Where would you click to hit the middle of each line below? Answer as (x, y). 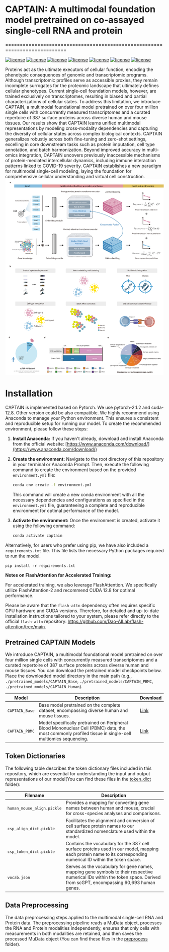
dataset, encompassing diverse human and (83, 710)
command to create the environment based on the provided (74, 470)
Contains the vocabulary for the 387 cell (107, 843)
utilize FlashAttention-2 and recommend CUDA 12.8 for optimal (70, 590)
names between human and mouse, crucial (110, 808)
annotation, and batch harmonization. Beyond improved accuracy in (75, 150)
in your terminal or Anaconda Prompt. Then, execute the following (81, 464)
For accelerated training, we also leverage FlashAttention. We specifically (81, 584)
